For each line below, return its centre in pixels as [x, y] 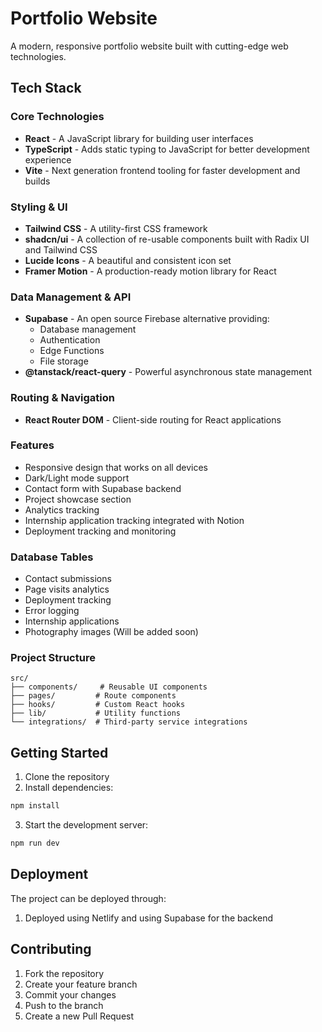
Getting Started [59, 752]
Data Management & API [71, 297]
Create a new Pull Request [79, 1016]
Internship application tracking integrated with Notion [134, 520]
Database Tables [52, 557]
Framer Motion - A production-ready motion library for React [150, 271]
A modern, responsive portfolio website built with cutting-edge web [149, 46]
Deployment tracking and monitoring [100, 531]
